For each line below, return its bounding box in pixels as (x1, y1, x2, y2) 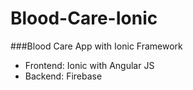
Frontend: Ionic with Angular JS (24, 59, 155, 71)
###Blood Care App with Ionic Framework (10, 40, 183, 52)
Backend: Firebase (24, 70, 103, 82)
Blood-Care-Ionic (10, 7, 158, 30)
